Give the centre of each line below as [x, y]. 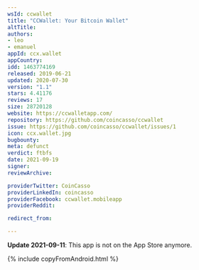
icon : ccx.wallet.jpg [39, 133]
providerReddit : [31, 206]
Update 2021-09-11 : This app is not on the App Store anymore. [100, 245]
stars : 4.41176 [30, 93]
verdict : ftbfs [30, 153]
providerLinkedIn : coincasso [50, 192]
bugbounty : [23, 140]
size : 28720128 [30, 107]
